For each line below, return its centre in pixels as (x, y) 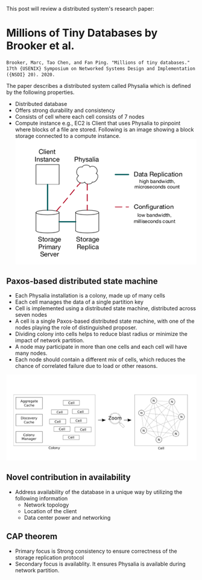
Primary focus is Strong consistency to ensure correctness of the (96, 551)
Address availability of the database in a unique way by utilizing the (99, 492)
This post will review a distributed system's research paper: (80, 9)
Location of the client (50, 511)
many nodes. (31, 353)
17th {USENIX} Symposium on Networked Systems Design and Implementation (101, 69)
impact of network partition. (49, 340)
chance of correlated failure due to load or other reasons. (86, 366)
